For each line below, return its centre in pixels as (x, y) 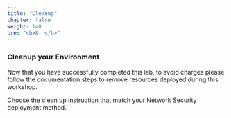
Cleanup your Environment (53, 57)
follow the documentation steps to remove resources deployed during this (113, 79)
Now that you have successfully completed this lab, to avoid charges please (116, 72)
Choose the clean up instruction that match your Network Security (102, 100)
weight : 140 (24, 26)
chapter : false (29, 20)
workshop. (23, 86)
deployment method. (37, 107)
